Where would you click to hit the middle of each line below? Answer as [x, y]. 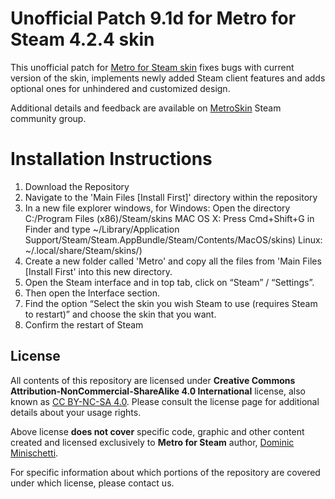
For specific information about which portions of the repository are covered [165, 472]
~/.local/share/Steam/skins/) [83, 250]
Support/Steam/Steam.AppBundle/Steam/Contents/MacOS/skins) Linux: [173, 239]
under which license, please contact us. [92, 483]
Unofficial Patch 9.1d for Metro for [153, 18]
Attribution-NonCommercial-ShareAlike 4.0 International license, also [158, 391]
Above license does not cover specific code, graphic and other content [157, 431]
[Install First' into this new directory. [98, 271]
